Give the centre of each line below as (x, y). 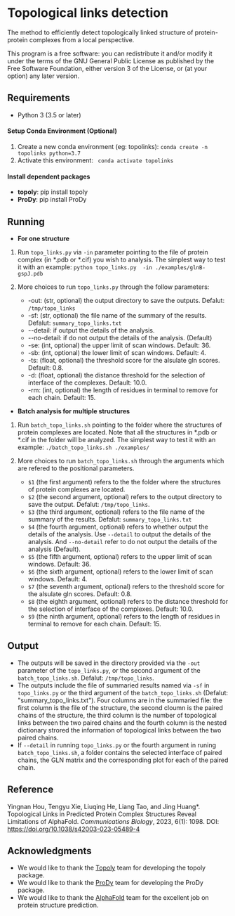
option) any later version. (43, 76)
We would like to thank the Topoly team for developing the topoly (111, 868)
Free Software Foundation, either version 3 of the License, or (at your (107, 68)
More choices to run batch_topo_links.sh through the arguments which (121, 460)
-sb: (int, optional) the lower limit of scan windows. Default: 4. (117, 352)
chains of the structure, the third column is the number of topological (117, 715)
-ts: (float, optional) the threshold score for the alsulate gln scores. (124, 360)
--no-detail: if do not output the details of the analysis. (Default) (120, 337)
